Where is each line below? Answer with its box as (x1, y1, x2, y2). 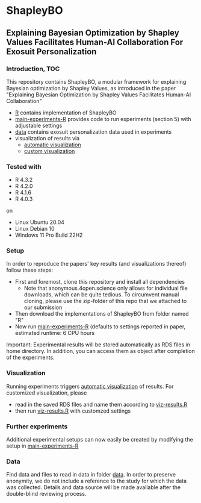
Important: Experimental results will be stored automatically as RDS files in (6, 341, 191, 348)
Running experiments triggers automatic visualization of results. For (6, 383, 174, 390)
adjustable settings (14, 122, 63, 129)
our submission (23, 304, 63, 311)
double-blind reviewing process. (6, 490, 87, 498)
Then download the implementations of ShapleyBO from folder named (14, 310, 189, 317)
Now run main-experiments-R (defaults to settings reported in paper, (14, 323, 186, 330)
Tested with (6, 162, 42, 170)
